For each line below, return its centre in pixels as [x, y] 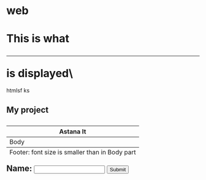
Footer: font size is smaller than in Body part [73, 152]
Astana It [73, 131]
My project [28, 110]
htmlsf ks [18, 91]
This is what [38, 39]
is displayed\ [40, 73]
